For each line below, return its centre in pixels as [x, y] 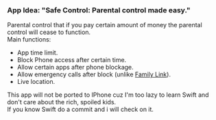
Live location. [36, 82]
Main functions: [29, 40]
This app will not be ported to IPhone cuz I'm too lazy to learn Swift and [108, 95]
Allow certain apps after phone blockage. [75, 67]
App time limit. [37, 52]
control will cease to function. [49, 32]
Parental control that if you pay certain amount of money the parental [105, 25]
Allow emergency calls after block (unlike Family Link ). [94, 74]
